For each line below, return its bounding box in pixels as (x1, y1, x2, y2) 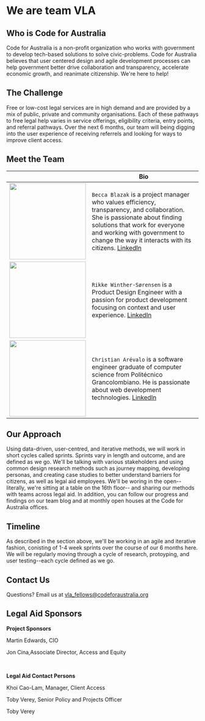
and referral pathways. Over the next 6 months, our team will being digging (6, 123, 195, 131)
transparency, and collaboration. (92, 205, 185, 214)
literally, (6, 484, 26, 491)
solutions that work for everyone (92, 220, 185, 229)
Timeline (6, 521, 41, 532)
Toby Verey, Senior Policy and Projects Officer (6, 695, 123, 703)
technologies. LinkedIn (92, 393, 157, 402)
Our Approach (6, 429, 62, 440)
